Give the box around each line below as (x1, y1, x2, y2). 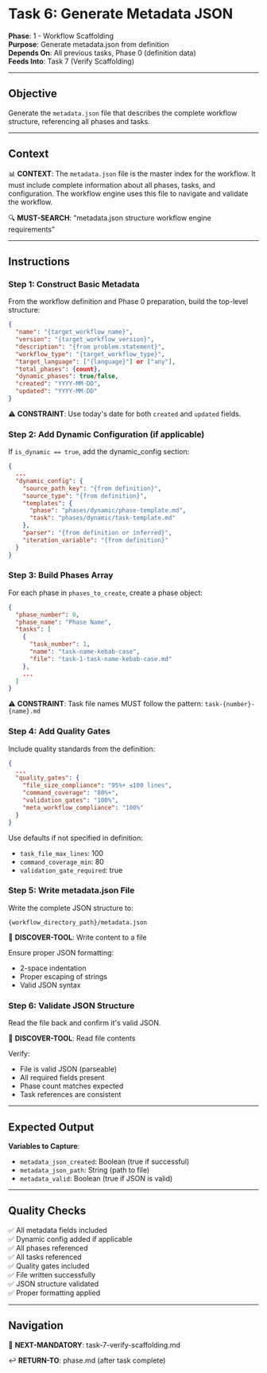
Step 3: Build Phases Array (8, 570, 114, 581)
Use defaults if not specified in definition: (8, 833, 143, 842)
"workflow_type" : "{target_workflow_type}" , (15, 350, 165, 358)
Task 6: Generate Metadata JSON (8, 5, 234, 23)
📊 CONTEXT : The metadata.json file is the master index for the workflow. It (8, 169, 256, 178)
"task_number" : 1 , (29, 640, 91, 648)
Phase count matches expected (19, 1081, 124, 1091)
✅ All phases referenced (8, 1243, 89, 1253)
